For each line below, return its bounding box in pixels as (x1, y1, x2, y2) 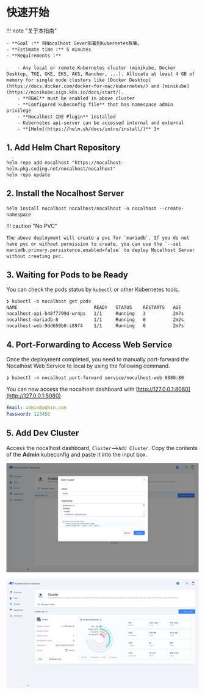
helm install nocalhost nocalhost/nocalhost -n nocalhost (6, 205, 157, 212)
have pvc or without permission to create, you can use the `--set (6, 241, 182, 247)
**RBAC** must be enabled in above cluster (22, 95, 135, 102)
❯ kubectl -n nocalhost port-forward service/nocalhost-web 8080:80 (6, 375, 184, 381)
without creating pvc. (6, 253, 64, 259)
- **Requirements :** (6, 53, 62, 59)
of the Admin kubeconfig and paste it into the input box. (6, 451, 148, 458)
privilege (6, 108, 32, 114)
